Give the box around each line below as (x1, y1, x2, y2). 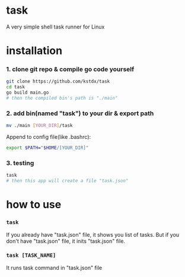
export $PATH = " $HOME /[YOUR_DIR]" (6, 145, 89, 151)
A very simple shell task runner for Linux (6, 23, 105, 30)
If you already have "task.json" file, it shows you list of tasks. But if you (6, 231, 180, 238)
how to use (6, 198, 62, 211)
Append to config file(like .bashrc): (6, 133, 91, 141)
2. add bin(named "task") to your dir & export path (6, 109, 154, 117)
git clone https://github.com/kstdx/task (6, 78, 110, 85)
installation (6, 44, 63, 58)
